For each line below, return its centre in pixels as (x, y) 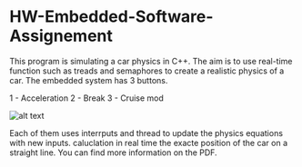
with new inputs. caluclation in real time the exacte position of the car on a (149, 142)
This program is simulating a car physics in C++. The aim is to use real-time (151, 61)
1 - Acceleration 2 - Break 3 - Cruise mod (86, 98)
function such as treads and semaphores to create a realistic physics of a (147, 71)
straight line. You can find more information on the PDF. (113, 152)
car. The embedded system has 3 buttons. (89, 80)
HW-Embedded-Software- (111, 17)
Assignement (61, 36)
